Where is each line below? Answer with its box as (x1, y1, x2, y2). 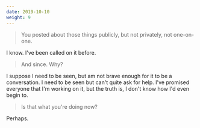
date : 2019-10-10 (6, 8, 50, 15)
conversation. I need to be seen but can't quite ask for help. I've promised (6, 79, 190, 86)
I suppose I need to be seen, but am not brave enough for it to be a (6, 72, 172, 79)
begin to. (6, 91, 28, 99)
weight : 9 (6, 14, 31, 20)
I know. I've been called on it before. (6, 49, 96, 56)
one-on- (173, 31, 195, 38)
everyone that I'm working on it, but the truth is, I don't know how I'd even (6, 85, 190, 92)
